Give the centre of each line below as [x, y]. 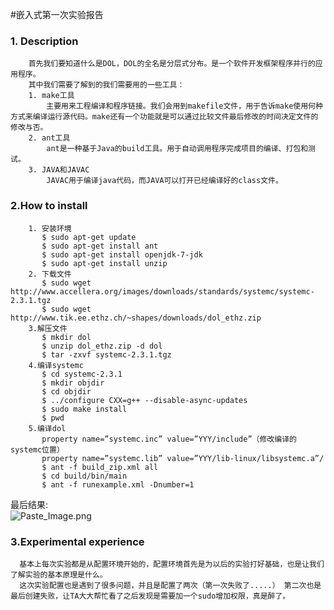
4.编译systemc [56, 365]
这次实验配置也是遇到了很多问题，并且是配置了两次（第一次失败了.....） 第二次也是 [170, 585]
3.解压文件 [48, 328]
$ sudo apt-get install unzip [104, 263]
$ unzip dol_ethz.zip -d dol [102, 346]
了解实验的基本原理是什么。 [59, 574]
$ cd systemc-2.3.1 [82, 374]
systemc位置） [37, 449]
